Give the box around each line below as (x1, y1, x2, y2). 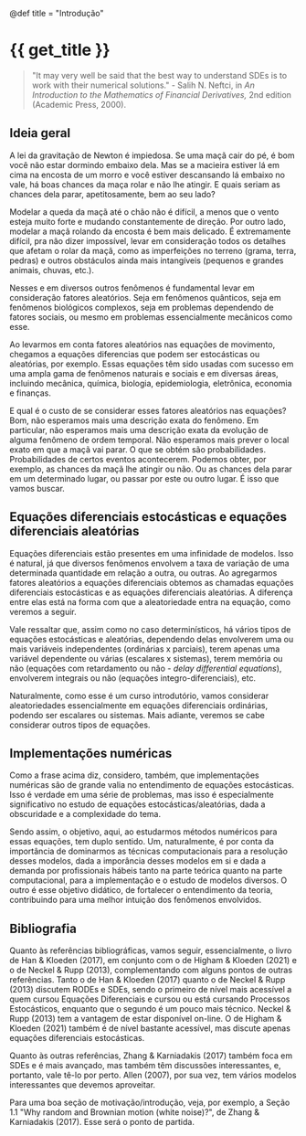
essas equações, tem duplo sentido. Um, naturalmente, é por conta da (9, 836, 274, 847)
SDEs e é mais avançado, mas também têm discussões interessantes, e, (9, 1060, 281, 1071)
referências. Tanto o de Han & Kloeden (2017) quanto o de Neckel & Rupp (9, 974, 286, 985)
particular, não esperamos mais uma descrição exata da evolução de (9, 424, 269, 435)
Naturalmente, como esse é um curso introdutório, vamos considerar (9, 690, 269, 701)
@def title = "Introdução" (9, 8, 104, 18)
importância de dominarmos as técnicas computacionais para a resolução (9, 845, 288, 857)
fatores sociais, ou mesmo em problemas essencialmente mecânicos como (9, 311, 293, 323)
